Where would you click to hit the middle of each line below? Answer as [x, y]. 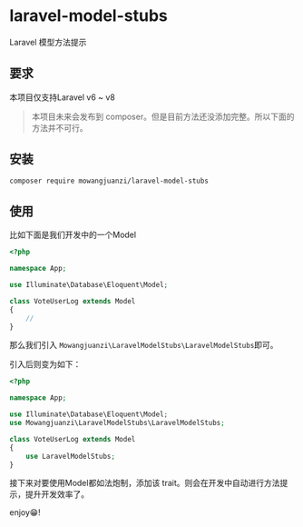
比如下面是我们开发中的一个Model [73, 235]
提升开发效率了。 [57, 494]
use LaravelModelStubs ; [71, 456]
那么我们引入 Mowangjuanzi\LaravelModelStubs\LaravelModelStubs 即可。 [144, 345]
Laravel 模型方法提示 [48, 42]
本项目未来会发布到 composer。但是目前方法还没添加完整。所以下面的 [163, 116]
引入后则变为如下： [45, 364]
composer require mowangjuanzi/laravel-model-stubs [109, 181]
